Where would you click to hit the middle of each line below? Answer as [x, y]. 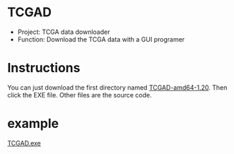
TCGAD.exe [24, 143]
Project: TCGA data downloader [64, 32]
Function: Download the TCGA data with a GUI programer [101, 39]
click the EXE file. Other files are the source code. [80, 95]
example [33, 124]
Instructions [44, 68]
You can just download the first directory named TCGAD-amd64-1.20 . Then [117, 87]
